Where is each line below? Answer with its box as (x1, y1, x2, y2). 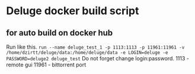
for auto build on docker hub (6, 28, 113, 38)
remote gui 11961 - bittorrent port (6, 61, 87, 68)
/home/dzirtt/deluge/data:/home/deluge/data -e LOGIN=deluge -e (6, 50, 168, 56)
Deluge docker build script (6, 4, 139, 18)
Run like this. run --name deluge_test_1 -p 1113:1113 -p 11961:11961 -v (6, 43, 185, 50)
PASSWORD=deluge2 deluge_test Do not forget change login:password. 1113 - (6, 55, 190, 62)
